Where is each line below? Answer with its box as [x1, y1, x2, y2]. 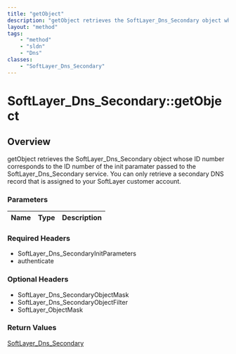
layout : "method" [7, 23, 58, 30]
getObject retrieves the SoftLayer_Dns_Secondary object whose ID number [7, 154, 225, 163]
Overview [7, 136, 51, 148]
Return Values [7, 323, 57, 333]
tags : [7, 30, 23, 37]
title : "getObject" [7, 10, 65, 18]
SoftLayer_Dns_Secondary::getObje [7, 93, 223, 109]
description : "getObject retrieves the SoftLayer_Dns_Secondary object [7, 17, 221, 24]
